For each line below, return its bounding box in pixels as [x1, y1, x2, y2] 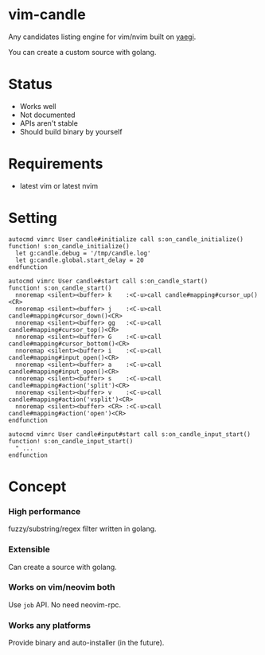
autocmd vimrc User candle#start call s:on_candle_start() [8, 277, 208, 285]
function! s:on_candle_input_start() [8, 437, 134, 445]
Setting [8, 209, 57, 227]
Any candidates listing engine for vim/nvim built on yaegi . [8, 32, 197, 41]
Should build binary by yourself [19, 127, 123, 136]
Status [8, 76, 53, 93]
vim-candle [8, 6, 86, 24]
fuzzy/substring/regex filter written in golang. [8, 524, 157, 534]
